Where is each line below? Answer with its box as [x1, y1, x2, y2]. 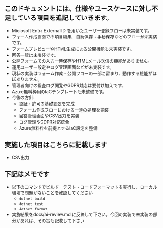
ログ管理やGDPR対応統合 [19, 119, 70, 125]
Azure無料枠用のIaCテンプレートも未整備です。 [11, 88, 107, 94]
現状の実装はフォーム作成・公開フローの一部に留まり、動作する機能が [11, 70, 153, 76]
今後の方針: [11, 95, 35, 100]
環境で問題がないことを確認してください [11, 190, 93, 196]
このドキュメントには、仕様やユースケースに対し [4, 4, 152, 13]
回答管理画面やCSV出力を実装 [19, 113, 80, 118]
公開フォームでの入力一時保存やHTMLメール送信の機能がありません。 [11, 58, 152, 64]
